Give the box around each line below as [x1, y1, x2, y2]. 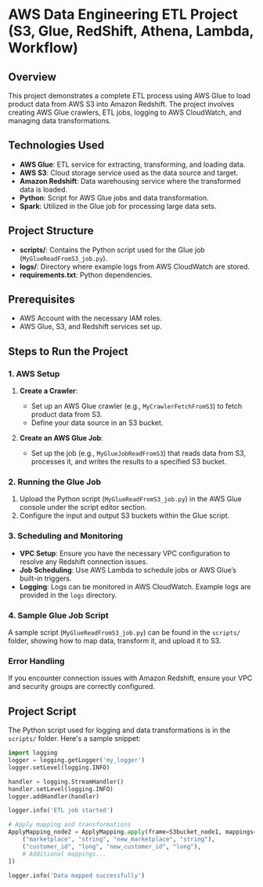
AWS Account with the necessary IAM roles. [19, 313, 163, 323]
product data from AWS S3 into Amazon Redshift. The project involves [8, 100, 235, 108]
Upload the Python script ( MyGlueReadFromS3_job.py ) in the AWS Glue [19, 494, 243, 504]
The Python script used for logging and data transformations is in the [8, 725, 231, 735]
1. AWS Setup [8, 368, 60, 379]
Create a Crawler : [19, 387, 78, 396]
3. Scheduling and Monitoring [8, 530, 124, 541]
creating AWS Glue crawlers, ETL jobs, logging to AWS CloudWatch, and [8, 108, 242, 117]
